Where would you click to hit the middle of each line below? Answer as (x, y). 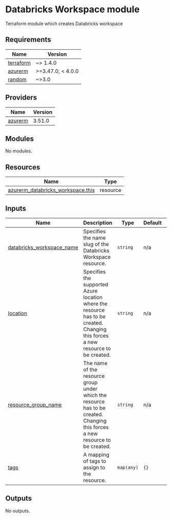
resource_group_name (35, 405)
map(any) (128, 468)
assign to (94, 468)
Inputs (16, 208)
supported (96, 284)
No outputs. (18, 511)
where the (95, 304)
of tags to (95, 461)
